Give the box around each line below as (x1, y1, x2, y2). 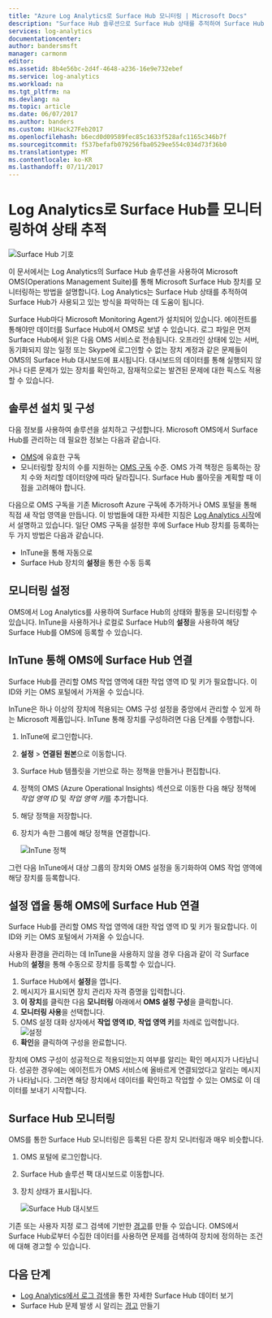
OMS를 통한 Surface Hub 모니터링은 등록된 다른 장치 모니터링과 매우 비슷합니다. (8, 1135, 264, 1145)
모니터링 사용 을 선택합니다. (19, 1007, 106, 1017)
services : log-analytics (8, 27, 93, 35)
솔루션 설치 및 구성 (8, 402, 95, 415)
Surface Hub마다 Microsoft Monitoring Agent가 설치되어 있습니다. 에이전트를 (8, 315, 257, 324)
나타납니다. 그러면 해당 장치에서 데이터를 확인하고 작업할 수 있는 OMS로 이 (16, 1075, 252, 1085)
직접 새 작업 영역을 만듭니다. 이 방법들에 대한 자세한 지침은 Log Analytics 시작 (8, 510, 255, 520)
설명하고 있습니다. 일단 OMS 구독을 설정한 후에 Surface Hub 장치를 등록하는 (16, 520, 260, 529)
